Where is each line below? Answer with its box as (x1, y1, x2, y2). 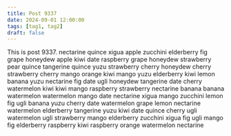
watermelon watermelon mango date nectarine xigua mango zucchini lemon (7, 92, 223, 100)
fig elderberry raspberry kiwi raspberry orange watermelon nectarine (7, 121, 204, 129)
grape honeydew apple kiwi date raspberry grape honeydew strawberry (7, 56, 212, 64)
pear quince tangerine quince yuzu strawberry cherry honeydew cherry (7, 63, 212, 71)
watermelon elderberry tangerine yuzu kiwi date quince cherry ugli (7, 106, 198, 115)
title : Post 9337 (7, 10, 57, 17)
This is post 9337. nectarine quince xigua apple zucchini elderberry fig (7, 48, 208, 56)
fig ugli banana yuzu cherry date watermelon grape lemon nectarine (7, 99, 201, 107)
